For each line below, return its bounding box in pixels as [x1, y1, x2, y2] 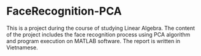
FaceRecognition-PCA [6, 4, 122, 18]
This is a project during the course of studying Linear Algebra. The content [6, 24, 195, 32]
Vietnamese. [6, 44, 38, 51]
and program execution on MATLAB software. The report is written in [6, 37, 181, 44]
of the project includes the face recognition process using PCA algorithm [6, 30, 191, 38]
